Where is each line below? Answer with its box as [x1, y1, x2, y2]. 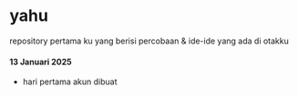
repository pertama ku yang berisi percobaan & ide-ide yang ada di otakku [9, 35, 290, 46]
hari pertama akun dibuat [22, 76, 118, 87]
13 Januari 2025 [9, 56, 72, 67]
